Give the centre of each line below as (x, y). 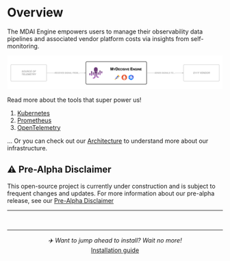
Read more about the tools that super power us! (74, 100)
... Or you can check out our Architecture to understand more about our (108, 141)
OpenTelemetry (39, 127)
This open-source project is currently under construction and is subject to (111, 186)
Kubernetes (33, 113)
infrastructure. (27, 148)
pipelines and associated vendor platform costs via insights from (98, 38)
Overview (35, 13)
